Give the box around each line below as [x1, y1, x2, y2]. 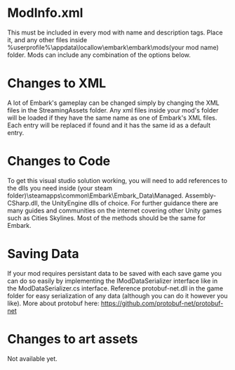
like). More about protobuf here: [7, 299, 100, 307]
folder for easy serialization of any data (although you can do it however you [7, 291, 228, 300]
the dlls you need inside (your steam [7, 184, 112, 192]
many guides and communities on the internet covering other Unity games [7, 206, 222, 215]
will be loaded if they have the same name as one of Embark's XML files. [7, 113, 217, 122]
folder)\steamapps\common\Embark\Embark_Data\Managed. [7, 191, 184, 200]
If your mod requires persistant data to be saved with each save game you [7, 269, 222, 277]
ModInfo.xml [7, 5, 83, 21]
